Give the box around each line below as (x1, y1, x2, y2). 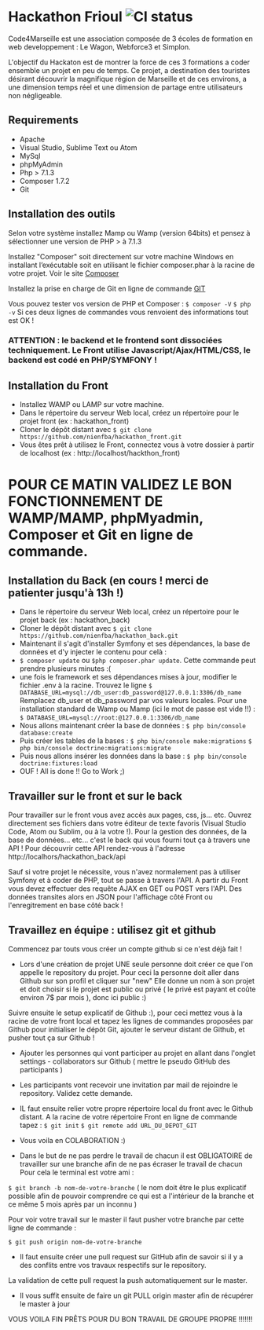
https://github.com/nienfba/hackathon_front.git (19, 433, 182, 442)
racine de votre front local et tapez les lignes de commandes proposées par (8, 1016, 254, 1025)
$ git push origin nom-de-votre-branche (8, 1238, 143, 1246)
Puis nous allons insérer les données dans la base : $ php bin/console (19, 751, 247, 761)
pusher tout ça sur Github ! (8, 1033, 95, 1042)
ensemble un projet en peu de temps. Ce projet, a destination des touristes (8, 65, 251, 75)
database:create (19, 729, 73, 738)
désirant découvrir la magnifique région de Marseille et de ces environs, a (8, 74, 247, 83)
